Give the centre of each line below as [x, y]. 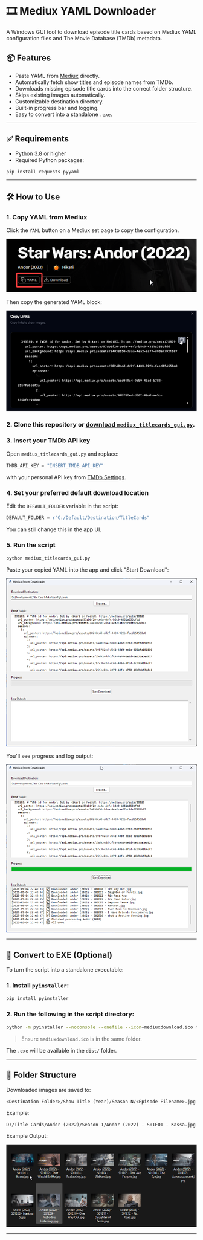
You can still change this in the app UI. [54, 529]
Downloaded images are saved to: [49, 1090]
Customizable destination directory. [59, 101]
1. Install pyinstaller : [38, 985]
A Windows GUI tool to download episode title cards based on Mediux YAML [101, 32]
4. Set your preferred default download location [78, 492]
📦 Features [29, 58]
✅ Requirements [38, 139]
